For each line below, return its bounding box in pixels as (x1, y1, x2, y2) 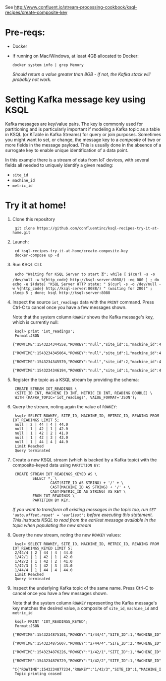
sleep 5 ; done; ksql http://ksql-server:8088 (12, 290, 111, 295)
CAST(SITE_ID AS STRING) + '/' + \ (50, 480, 124, 485)
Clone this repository (12, 216, 55, 222)
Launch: (12, 238, 29, 245)
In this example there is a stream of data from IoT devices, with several (5, 156, 150, 163)
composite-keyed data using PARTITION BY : (12, 462, 100, 468)
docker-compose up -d (14, 253, 59, 258)
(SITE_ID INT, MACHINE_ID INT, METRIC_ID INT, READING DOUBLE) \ (14, 390, 153, 395)
